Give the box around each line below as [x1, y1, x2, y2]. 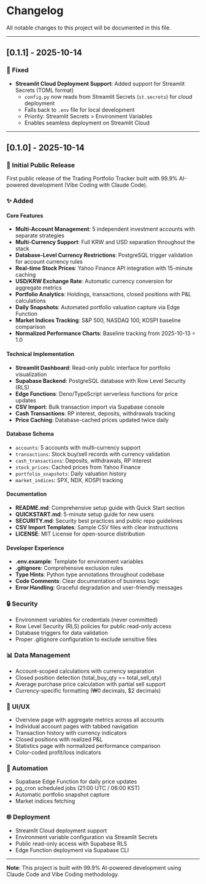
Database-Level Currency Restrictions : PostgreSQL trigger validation [15, 252, 193, 259]
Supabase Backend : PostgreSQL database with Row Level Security [15, 377, 186, 384]
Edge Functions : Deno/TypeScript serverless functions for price [15, 390, 178, 398]
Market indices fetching [15, 798, 75, 805]
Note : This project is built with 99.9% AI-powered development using [6, 864, 182, 871]
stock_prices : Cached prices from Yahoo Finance [15, 463, 141, 471]
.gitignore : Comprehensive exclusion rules [15, 564, 124, 572]
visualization [15, 371, 47, 378]
